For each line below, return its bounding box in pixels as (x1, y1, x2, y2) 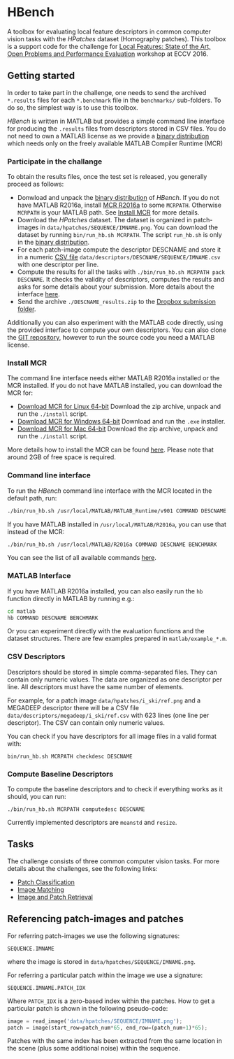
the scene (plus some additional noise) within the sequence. (7, 1044, 180, 1053)
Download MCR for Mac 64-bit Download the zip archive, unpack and (17, 424, 218, 433)
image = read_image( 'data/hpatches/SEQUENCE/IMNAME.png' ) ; (7, 1018, 183, 1025)
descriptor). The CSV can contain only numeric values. (7, 718, 166, 727)
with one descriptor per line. (17, 260, 99, 269)
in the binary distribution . (17, 238, 90, 247)
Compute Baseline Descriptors (7, 769, 114, 779)
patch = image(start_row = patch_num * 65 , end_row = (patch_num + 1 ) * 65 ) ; (7, 1024, 208, 1031)
